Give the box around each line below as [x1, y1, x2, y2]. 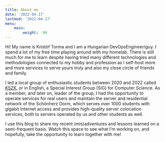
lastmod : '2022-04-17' [5, 16, 52, 21]
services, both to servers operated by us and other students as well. [5, 111, 144, 117]
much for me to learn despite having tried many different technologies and [5, 54, 156, 60]
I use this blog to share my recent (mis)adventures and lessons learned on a [5, 121, 159, 127]
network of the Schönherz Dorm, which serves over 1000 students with [5, 101, 150, 106]
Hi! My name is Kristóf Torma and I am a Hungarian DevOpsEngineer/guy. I [5, 44, 157, 49]
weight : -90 [23, 30, 48, 35]
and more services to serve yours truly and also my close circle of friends [5, 65, 155, 71]
